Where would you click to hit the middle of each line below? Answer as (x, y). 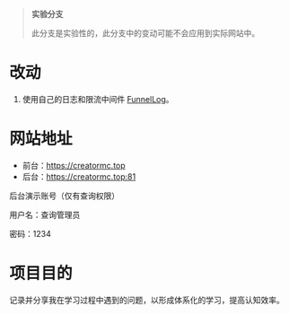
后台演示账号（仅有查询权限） (64, 196)
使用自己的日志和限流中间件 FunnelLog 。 (98, 99)
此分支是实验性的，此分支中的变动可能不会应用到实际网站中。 (145, 33)
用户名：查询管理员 (45, 214)
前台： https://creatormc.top (74, 165)
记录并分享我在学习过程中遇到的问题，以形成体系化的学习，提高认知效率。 (147, 300)
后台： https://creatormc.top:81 (79, 176)
